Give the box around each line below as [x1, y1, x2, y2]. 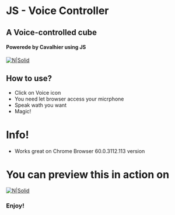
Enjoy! [6, 202, 24, 210]
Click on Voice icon [14, 89, 61, 96]
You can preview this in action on [6, 168, 170, 181]
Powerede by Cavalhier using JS [6, 44, 86, 51]
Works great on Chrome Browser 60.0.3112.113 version [14, 147, 145, 154]
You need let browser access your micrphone [14, 95, 124, 102]
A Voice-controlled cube [6, 27, 97, 37]
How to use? [6, 74, 52, 84]
